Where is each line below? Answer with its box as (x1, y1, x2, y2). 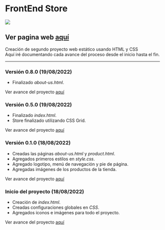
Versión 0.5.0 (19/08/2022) (5, 101, 72, 108)
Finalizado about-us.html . (12, 80, 64, 86)
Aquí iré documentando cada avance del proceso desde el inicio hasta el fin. (5, 51, 160, 57)
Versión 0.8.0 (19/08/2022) (5, 68, 72, 75)
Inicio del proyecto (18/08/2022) (5, 188, 84, 195)
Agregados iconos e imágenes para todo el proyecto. (12, 209, 120, 215)
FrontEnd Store (5, 3, 68, 14)
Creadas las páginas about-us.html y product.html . (12, 150, 115, 156)
